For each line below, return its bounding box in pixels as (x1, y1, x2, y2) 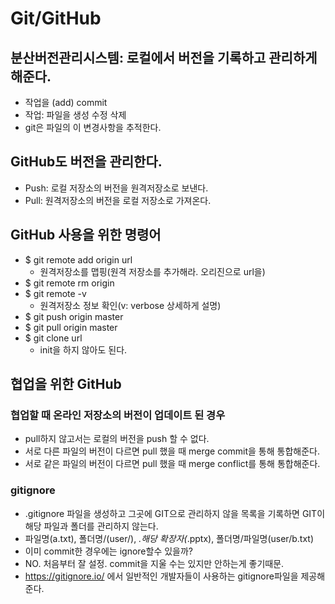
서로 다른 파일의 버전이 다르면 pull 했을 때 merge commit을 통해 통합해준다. (24, 445, 320, 457)
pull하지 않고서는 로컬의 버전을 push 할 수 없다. (24, 433, 210, 445)
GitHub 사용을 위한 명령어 (10, 227, 162, 244)
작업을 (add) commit (24, 97, 108, 108)
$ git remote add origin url (24, 253, 133, 266)
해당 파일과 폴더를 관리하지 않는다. (24, 520, 159, 532)
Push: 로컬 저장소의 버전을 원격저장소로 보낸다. (24, 182, 209, 194)
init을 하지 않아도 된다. (39, 343, 128, 356)
